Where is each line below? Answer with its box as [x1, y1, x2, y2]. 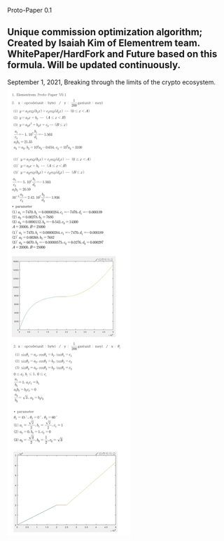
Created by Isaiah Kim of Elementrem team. [7, 37, 201, 49]
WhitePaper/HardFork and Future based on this [7, 48, 218, 60]
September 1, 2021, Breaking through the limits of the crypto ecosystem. [7, 77, 216, 86]
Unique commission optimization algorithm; [7, 26, 203, 38]
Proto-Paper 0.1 [7, 6, 52, 14]
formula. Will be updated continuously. [7, 59, 181, 71]
